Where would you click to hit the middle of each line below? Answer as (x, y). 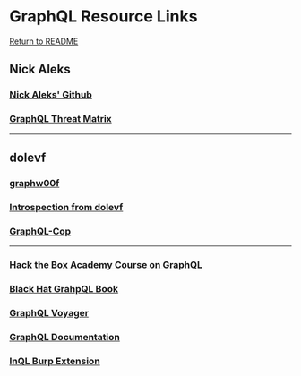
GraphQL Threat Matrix (60, 119)
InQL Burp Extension (55, 361)
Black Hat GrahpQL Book (64, 288)
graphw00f (34, 183)
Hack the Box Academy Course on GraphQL (106, 265)
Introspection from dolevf (66, 207)
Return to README (44, 41)
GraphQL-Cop (40, 231)
